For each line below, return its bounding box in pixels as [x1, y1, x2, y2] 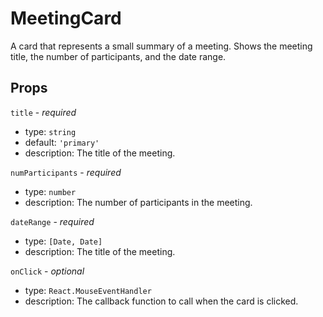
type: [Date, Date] [24, 235, 103, 247]
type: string [24, 125, 77, 137]
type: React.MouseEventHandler [24, 284, 152, 296]
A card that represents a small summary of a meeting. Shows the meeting [10, 40, 313, 52]
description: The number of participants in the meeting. [24, 196, 253, 208]
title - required [10, 106, 77, 118]
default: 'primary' [24, 136, 100, 148]
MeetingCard [10, 7, 122, 30]
